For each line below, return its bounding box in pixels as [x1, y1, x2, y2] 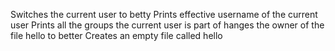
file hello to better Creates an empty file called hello [10, 30, 223, 41]
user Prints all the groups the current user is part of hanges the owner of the [10, 19, 325, 31]
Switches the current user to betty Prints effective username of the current [10, 9, 318, 20]
